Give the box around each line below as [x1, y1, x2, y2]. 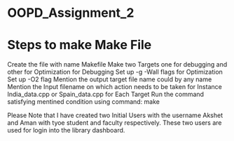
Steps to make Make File [7, 37, 152, 53]
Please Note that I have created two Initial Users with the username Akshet [7, 111, 223, 120]
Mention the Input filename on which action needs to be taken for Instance [7, 83, 222, 91]
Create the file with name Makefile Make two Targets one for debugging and [7, 60, 228, 69]
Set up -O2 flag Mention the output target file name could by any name [7, 75, 212, 83]
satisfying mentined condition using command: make [7, 98, 160, 106]
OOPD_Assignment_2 [7, 5, 135, 21]
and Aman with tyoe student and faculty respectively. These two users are [7, 119, 222, 127]
